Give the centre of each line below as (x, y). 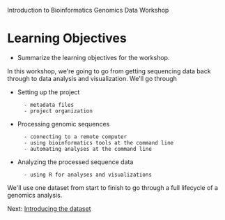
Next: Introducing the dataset (49, 208)
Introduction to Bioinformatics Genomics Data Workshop (88, 10)
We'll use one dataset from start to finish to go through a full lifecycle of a (113, 187)
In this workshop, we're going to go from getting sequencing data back (109, 71)
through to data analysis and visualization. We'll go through (92, 78)
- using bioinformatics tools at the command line (99, 142)
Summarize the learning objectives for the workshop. (93, 57)
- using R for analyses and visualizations (88, 175)
